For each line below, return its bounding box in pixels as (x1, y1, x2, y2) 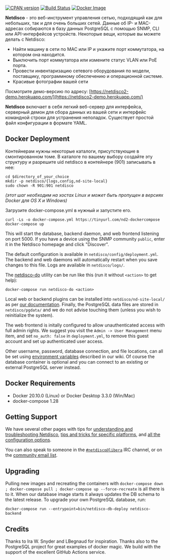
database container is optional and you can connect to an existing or (5, 359, 149, 365)
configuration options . (5, 437, 52, 443)
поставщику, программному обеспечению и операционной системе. (12, 73, 163, 79)
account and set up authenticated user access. (5, 338, 104, 344)
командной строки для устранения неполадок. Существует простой (5, 114, 154, 121)
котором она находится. (12, 51, 66, 57)
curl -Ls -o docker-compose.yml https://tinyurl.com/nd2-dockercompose (5, 217, 160, 222)
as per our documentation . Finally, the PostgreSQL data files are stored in (5, 301, 159, 307)
